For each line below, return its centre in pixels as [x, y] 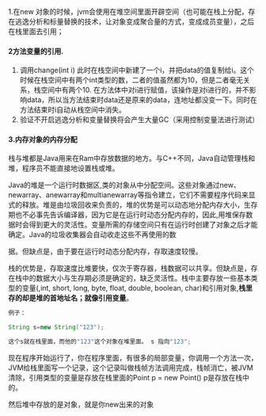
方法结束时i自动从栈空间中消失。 [73, 110]
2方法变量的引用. [36, 51]
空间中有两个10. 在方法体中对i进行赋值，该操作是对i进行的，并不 [145, 90]
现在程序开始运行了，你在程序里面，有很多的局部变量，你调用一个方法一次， [133, 358]
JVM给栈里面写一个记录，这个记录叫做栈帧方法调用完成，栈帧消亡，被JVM [131, 368]
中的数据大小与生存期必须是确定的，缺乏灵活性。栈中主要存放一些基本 [136, 278]
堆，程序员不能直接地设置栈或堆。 [64, 168]
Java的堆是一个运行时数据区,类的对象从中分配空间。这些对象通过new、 [124, 185]
